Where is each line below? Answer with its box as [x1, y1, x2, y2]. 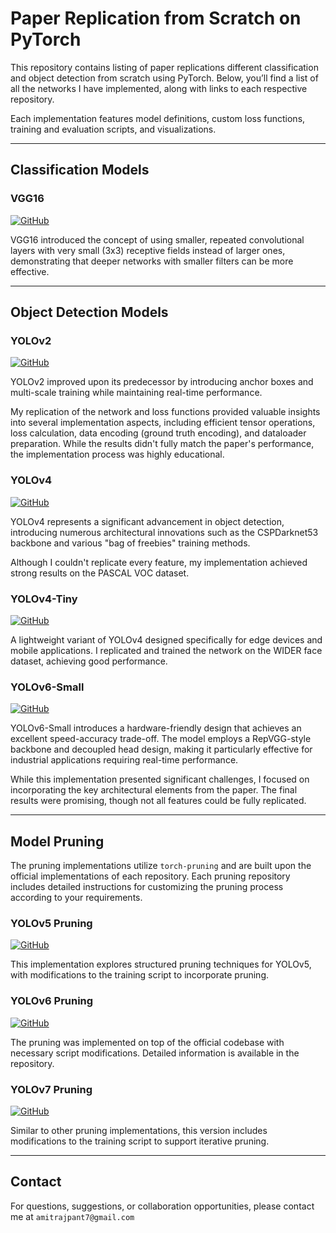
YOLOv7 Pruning [10, 1082, 93, 1096]
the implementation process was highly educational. [10, 448, 225, 461]
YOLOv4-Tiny [10, 592, 78, 606]
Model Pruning [10, 833, 105, 850]
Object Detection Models [10, 304, 169, 321]
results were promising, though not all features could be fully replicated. [10, 795, 307, 807]
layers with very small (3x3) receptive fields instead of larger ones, [10, 244, 286, 256]
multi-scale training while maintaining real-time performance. [10, 387, 263, 399]
